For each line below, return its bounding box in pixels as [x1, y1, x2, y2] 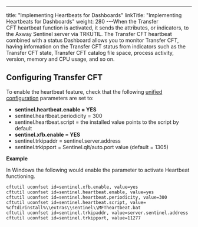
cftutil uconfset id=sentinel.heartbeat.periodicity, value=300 [6, 194, 167, 200]
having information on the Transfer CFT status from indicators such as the [6, 43, 186, 50]
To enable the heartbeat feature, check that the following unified [6, 88, 163, 95]
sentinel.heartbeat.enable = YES [14, 106, 97, 113]
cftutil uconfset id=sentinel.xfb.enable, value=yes [6, 184, 138, 190]
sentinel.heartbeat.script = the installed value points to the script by [14, 119, 179, 126]
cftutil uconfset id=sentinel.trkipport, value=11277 [6, 215, 141, 221]
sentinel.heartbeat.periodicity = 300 [14, 112, 103, 119]
